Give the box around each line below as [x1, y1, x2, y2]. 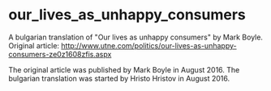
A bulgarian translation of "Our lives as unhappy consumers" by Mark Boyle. [8, 32, 264, 42]
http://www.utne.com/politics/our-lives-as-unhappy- [60, 40, 237, 50]
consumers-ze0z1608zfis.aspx [8, 49, 112, 59]
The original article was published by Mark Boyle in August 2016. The [8, 64, 240, 74]
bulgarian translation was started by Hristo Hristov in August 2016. [8, 73, 230, 83]
